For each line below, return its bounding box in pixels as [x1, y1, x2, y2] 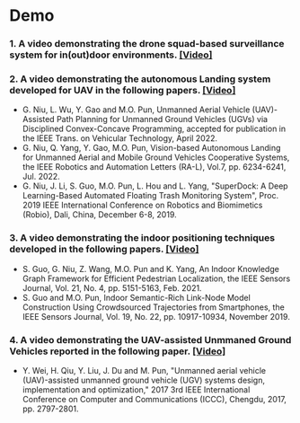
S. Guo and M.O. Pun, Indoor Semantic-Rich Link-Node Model [22, 292, 251, 303]
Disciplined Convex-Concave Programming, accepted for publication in [22, 123, 286, 135]
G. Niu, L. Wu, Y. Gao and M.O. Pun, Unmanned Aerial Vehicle [22, 104, 251, 115]
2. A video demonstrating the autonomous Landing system [9, 73, 271, 85]
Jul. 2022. [22, 172, 60, 182]
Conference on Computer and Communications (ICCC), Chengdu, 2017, [22, 394, 287, 404]
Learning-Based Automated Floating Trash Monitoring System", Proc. [22, 190, 279, 201]
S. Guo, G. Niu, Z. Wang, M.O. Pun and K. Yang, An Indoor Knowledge [22, 263, 280, 274]
